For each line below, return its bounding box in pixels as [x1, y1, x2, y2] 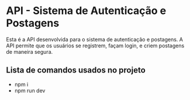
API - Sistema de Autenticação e [6, 4, 167, 18]
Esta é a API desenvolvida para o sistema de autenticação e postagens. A [6, 36, 183, 43]
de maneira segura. [6, 48, 53, 55]
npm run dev [14, 87, 46, 94]
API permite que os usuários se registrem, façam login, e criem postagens [6, 42, 185, 49]
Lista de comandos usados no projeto [6, 65, 146, 75]
